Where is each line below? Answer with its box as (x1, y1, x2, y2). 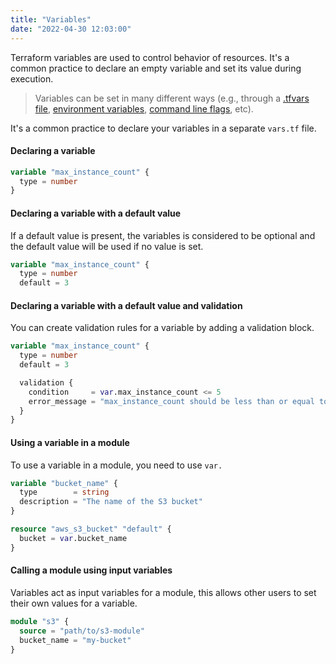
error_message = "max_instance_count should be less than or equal (28, 396, 315, 406)
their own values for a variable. (10, 597, 138, 609)
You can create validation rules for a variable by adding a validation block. (10, 322, 315, 334)
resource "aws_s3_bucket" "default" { (10, 524, 172, 535)
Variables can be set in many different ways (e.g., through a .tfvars (34, 92, 310, 104)
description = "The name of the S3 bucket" (19, 497, 203, 507)
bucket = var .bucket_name (19, 533, 128, 543)
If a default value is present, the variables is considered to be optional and (10, 229, 316, 241)
